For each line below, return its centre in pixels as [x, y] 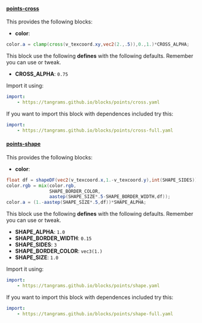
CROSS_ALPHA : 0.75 [41, 74]
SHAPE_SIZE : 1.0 [37, 257]
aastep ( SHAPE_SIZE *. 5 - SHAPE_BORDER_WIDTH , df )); [110, 197]
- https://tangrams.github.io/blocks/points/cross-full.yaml [95, 130]
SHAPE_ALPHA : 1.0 [40, 232]
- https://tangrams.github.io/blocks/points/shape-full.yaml [95, 314]
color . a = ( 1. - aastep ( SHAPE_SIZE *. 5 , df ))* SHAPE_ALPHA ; [76, 202]
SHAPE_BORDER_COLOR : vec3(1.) [59, 251]
